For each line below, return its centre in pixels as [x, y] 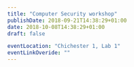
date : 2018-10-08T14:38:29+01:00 [56, 27]
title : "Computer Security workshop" [62, 14]
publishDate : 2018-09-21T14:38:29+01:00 [67, 20]
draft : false [26, 33]
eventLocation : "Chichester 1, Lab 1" [64, 47]
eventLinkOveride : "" [39, 53]
